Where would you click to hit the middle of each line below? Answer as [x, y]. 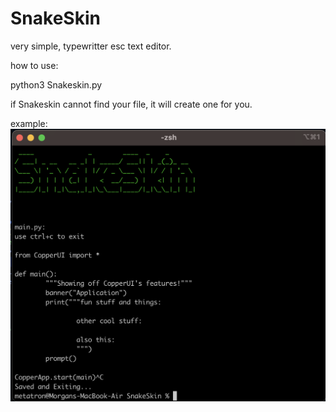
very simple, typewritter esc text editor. [91, 46]
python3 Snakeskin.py [56, 84]
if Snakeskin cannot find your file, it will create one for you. [131, 104]
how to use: [34, 65]
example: [29, 123]
